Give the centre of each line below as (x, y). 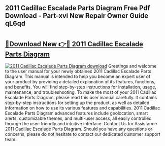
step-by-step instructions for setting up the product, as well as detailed (77, 103)
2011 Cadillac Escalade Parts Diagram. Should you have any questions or (79, 129)
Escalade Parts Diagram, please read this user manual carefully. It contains (81, 97)
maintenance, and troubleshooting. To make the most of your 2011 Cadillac (81, 92)
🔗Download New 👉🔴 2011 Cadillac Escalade (74, 44)
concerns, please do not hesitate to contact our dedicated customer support (83, 134)
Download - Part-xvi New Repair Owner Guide (77, 16)
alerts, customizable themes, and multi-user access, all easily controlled (78, 118)
